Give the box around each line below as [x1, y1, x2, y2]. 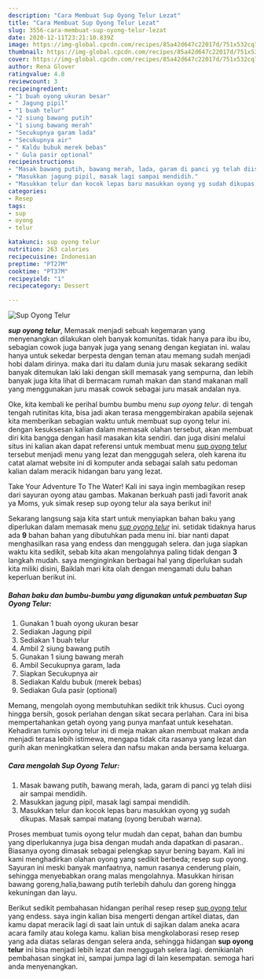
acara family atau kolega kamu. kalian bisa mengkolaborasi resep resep [8, 929, 240, 938]
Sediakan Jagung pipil [19, 627, 92, 636]
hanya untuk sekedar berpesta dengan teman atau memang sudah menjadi [8, 351, 251, 361]
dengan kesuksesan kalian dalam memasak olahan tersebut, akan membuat [8, 425, 253, 434]
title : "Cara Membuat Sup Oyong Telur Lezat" [8, 19, 159, 27]
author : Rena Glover [8, 63, 76, 71]
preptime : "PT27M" [8, 260, 68, 268]
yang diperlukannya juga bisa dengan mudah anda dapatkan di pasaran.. [8, 838, 244, 847]
